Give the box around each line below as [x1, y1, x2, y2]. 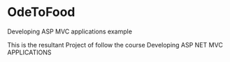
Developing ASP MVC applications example [7, 27, 133, 36]
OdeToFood [7, 4, 76, 20]
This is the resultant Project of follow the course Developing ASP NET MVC [7, 40, 224, 49]
